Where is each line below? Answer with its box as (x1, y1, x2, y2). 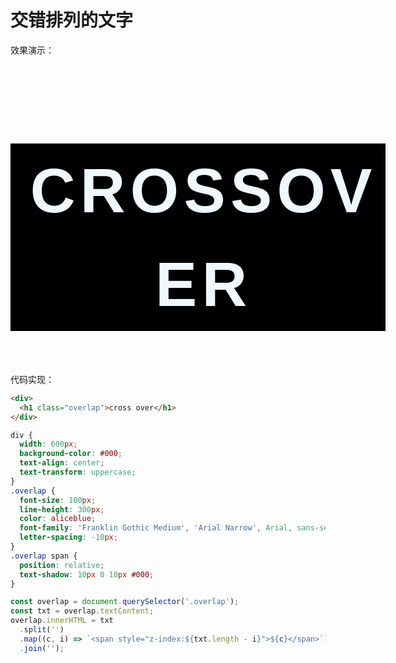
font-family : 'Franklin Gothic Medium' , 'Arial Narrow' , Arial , (19, 523, 293, 533)
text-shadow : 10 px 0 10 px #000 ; (19, 569, 155, 580)
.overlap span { (10, 551, 78, 561)
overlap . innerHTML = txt (10, 616, 114, 626)
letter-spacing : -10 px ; (19, 532, 118, 543)
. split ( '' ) (19, 625, 65, 635)
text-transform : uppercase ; (19, 467, 137, 478)
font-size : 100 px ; (19, 495, 97, 505)
